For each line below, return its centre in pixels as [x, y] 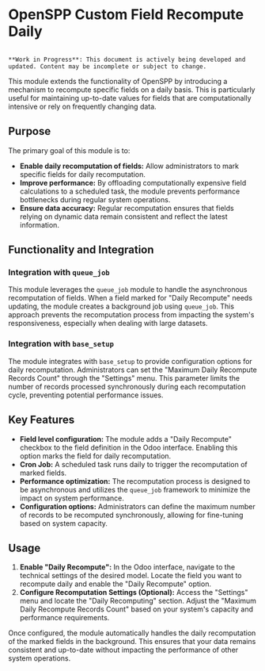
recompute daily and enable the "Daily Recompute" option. [115, 584]
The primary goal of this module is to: [69, 150]
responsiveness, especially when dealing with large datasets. [108, 324]
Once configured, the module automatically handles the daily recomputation [132, 633]
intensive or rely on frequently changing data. [82, 106]
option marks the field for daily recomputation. [95, 456]
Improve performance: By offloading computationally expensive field [133, 182]
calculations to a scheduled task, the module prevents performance [130, 191]
